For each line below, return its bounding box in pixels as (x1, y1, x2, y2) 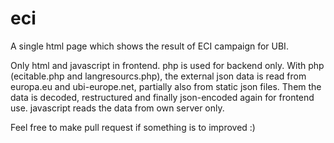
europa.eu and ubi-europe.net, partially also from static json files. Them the (10, 80, 322, 92)
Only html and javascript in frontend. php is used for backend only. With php (10, 59, 325, 71)
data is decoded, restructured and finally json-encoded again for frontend (10, 91, 315, 103)
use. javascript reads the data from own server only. (10, 102, 225, 114)
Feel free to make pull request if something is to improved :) (10, 121, 256, 133)
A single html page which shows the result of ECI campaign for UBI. (10, 40, 289, 52)
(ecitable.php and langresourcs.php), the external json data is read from (10, 70, 307, 82)
